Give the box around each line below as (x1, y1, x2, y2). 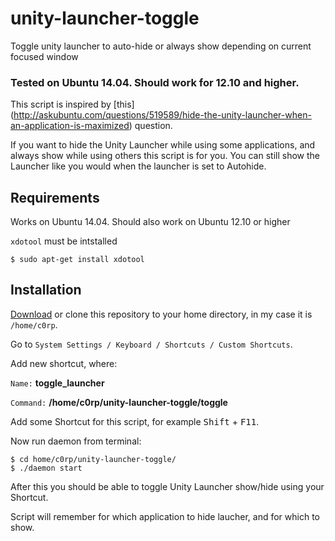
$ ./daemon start (10, 463, 83, 473)
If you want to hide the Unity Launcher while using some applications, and (10, 139, 316, 151)
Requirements (10, 189, 100, 206)
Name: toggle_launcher (10, 377, 105, 389)
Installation (10, 282, 82, 299)
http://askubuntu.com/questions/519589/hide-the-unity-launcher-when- (13, 109, 312, 121)
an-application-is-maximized (10, 120, 130, 132)
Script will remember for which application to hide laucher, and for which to (10, 510, 320, 522)
